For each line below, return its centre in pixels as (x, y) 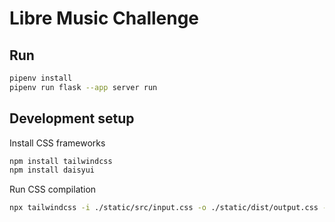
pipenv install (41, 78)
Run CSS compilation (53, 189)
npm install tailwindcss (61, 161)
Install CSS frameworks (57, 143)
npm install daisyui (52, 170)
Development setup (72, 118)
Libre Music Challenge (104, 18)
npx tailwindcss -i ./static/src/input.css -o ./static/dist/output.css (164, 208)
